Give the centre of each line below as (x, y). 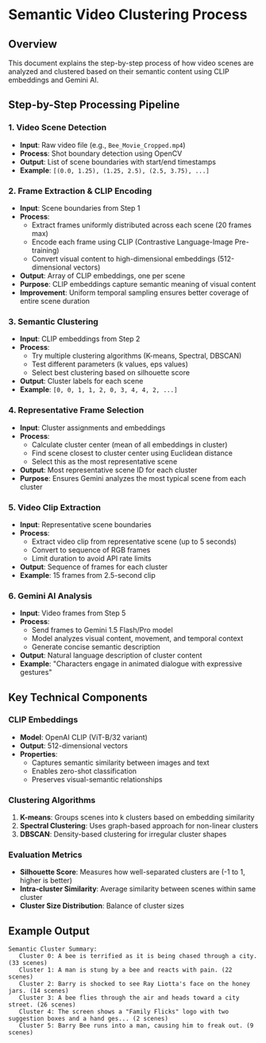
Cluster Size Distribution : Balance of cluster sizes (102, 906)
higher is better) (46, 881)
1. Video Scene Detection (58, 127)
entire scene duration (54, 300)
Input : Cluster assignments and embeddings (93, 428)
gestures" (36, 673)
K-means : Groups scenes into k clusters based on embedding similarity (137, 817)
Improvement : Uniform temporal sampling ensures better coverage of (134, 293)
